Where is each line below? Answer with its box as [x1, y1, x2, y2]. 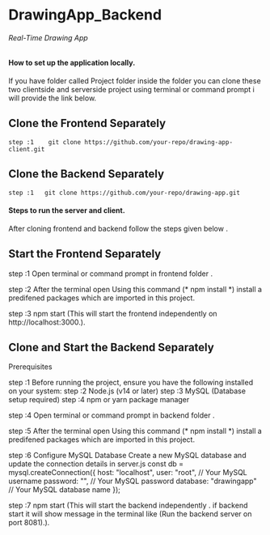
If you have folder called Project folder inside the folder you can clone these [8, 76, 261, 86]
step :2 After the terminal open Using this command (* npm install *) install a [8, 284, 263, 294]
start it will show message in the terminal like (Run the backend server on [8, 509, 252, 519]
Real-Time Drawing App [8, 32, 89, 42]
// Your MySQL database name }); [8, 485, 121, 495]
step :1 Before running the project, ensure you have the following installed [8, 378, 253, 388]
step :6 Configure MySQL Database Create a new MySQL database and [8, 451, 247, 461]
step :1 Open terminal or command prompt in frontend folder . [8, 269, 213, 278]
